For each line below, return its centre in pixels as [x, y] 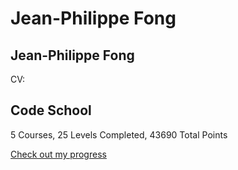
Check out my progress [58, 154]
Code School [51, 110]
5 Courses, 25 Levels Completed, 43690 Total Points [119, 134]
